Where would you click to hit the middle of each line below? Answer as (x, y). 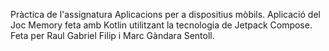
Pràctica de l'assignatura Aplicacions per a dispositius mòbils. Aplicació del (165, 14)
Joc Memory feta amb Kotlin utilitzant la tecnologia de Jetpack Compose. (161, 25)
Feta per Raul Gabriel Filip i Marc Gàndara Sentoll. (112, 35)
